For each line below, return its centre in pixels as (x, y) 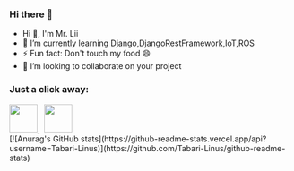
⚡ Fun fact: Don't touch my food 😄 (86, 54)
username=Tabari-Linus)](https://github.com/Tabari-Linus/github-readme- (147, 148)
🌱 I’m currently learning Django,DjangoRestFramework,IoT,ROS (138, 43)
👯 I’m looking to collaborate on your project (102, 66)
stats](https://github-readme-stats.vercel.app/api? (173, 139)
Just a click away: (49, 90)
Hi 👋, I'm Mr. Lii (50, 34)
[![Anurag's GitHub (44, 139)
